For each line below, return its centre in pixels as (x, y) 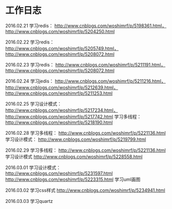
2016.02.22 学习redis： (30, 42)
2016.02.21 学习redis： (30, 26)
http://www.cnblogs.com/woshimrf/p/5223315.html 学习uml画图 (73, 179)
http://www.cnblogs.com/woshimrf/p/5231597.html (59, 173)
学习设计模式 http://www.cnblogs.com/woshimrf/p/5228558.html (74, 156)
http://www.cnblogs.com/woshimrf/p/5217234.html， (62, 110)
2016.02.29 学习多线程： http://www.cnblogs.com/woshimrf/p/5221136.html (85, 150)
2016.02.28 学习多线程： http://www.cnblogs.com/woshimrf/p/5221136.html (85, 133)
